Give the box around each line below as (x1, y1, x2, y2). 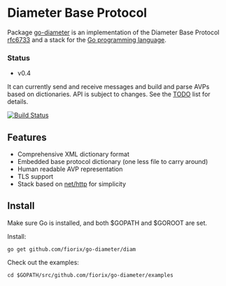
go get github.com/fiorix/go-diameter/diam (7, 245, 136, 253)
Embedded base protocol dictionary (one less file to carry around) (17, 158, 209, 166)
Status (7, 53, 30, 62)
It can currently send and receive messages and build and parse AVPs (7, 83, 210, 91)
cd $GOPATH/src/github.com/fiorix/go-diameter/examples (7, 271, 174, 278)
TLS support (17, 172, 54, 181)
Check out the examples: (7, 258, 79, 266)
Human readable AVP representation (17, 165, 123, 173)
